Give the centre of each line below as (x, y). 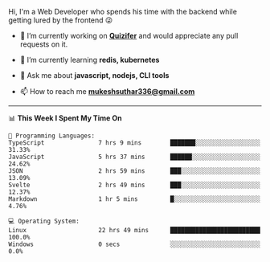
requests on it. (44, 44)
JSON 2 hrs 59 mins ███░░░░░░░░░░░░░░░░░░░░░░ (135, 171)
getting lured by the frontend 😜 (61, 20)
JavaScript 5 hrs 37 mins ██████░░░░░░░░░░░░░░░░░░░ (135, 157)
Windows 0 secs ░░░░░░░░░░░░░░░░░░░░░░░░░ (135, 244)
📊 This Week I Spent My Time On (65, 118)
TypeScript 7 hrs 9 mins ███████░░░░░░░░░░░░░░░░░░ (135, 143)
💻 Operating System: (44, 221)
